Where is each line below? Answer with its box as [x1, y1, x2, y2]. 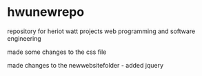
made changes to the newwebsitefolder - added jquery [7, 61, 164, 69]
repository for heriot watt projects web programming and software [7, 27, 196, 35]
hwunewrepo [7, 4, 85, 20]
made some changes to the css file [7, 48, 107, 56]
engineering [7, 34, 41, 42]
